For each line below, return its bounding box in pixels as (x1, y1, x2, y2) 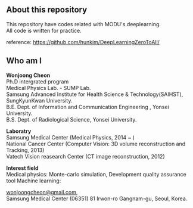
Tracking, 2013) (6, 146, 45, 154)
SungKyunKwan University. (6, 97, 73, 104)
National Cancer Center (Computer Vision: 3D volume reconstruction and (6, 140, 186, 147)
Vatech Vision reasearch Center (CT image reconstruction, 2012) (6, 153, 165, 160)
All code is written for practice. (6, 27, 82, 34)
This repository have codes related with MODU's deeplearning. (6, 20, 161, 27)
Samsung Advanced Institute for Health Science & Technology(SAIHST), (6, 91, 183, 98)
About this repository (6, 5, 88, 15)
